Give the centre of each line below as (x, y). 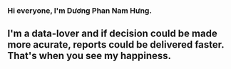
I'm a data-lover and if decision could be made (112, 34)
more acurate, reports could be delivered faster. (116, 45)
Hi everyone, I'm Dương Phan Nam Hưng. (79, 11)
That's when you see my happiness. (89, 56)
